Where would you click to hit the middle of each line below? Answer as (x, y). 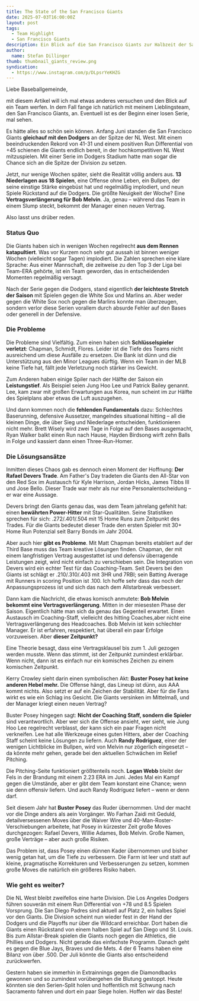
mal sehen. (20, 120)
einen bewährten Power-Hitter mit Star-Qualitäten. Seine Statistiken (89, 513)
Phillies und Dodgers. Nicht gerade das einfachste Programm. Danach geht (98, 942)
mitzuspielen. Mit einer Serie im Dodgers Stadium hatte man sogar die (92, 157)
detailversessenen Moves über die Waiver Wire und (69, 820)
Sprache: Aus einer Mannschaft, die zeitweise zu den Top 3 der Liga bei (94, 264)
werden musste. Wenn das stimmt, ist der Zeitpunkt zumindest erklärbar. (95, 655)
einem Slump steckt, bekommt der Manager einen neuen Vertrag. (86, 206)
